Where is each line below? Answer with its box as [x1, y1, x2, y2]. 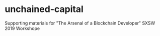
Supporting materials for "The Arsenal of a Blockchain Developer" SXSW [5, 20, 155, 26]
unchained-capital [5, 3, 84, 15]
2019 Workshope [5, 25, 40, 31]
